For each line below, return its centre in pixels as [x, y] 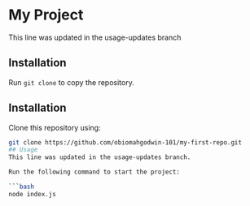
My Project [46, 15]
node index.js [33, 194]
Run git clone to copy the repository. [71, 82]
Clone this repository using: [55, 127]
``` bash [22, 187]
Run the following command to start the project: [94, 172]
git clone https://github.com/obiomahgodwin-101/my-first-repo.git [125, 142]
